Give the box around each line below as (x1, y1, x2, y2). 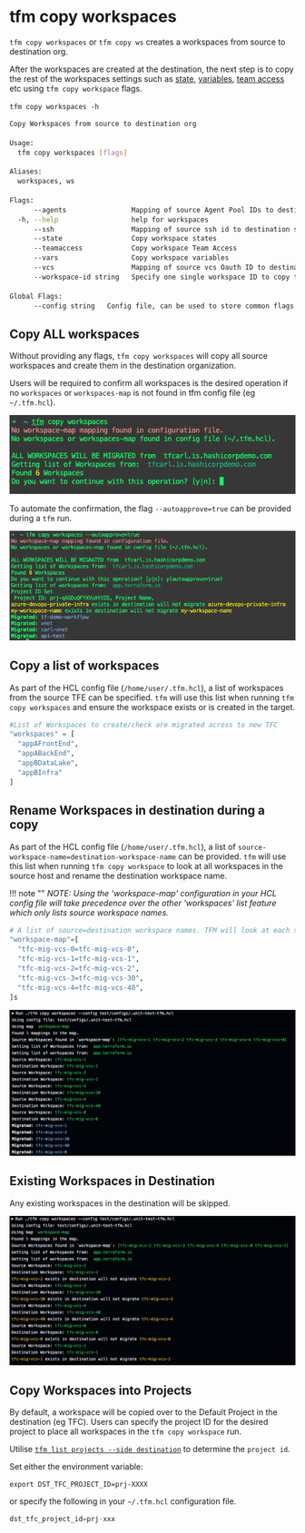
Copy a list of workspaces (9, 658, 160, 674)
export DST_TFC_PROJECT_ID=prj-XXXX (9, 1480, 148, 1489)
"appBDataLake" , (17, 758, 79, 768)
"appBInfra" (17, 767, 64, 777)
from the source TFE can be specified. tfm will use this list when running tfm (9, 692, 295, 703)
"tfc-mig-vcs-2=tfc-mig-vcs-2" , (17, 964, 141, 974)
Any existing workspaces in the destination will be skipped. (9, 1197, 231, 1209)
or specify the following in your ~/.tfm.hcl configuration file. (9, 1496, 237, 1507)
